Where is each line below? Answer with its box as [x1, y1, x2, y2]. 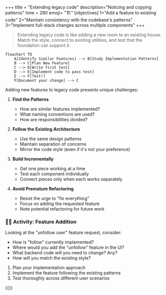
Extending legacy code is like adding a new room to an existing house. [17, 32, 162, 38]
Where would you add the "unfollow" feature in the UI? [12, 244, 124, 250]
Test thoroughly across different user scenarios [12, 275, 110, 281]
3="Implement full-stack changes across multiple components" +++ [5, 22, 145, 28]
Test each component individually [19, 171, 89, 177]
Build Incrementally [12, 156, 54, 162]
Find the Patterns [12, 96, 49, 102]
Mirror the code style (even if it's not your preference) [19, 147, 131, 152]
